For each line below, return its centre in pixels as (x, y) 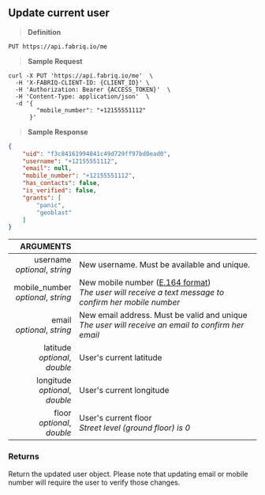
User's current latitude (120, 357)
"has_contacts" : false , (62, 183)
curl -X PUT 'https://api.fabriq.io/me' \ (81, 76)
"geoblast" (54, 213)
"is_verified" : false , (60, 191)
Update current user (59, 13)
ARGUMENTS (45, 247)
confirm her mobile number (129, 302)
